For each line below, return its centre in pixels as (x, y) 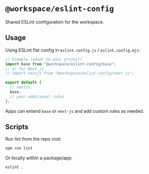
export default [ (23, 82)
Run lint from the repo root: (33, 139)
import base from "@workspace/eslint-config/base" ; (61, 64)
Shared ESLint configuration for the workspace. (55, 22)
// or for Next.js (24, 69)
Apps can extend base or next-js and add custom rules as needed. (75, 111)
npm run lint (19, 148)
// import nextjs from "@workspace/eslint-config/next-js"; (70, 73)
